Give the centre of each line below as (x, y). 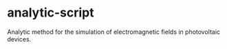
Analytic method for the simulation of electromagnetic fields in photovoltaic (114, 32)
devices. (19, 39)
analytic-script (51, 13)
